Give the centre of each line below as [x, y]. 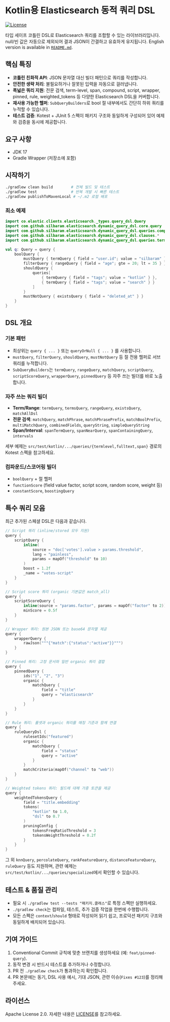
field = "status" [60, 751]
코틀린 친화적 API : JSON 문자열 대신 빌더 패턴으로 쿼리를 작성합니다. [80, 77]
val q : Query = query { [30, 249]
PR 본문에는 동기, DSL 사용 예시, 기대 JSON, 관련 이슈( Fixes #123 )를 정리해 [88, 977]
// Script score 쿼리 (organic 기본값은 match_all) [58, 592]
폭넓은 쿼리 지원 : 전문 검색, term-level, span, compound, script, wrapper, [86, 90]
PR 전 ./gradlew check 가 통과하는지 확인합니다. [60, 970]
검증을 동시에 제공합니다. [42, 121]
